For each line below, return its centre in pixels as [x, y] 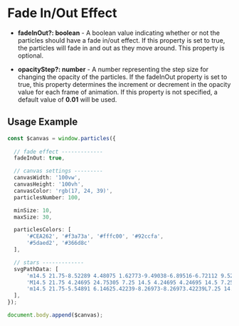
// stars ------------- [49, 262]
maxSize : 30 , [33, 217]
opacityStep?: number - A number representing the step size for [113, 69]
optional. [31, 56]
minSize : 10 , [33, 210]
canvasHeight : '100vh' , [49, 184]
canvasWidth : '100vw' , [47, 178]
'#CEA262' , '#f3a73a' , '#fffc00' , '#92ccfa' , [95, 236]
